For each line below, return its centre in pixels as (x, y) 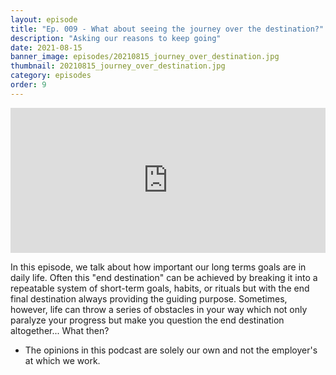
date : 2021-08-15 (46, 47)
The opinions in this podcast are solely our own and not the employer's (171, 350)
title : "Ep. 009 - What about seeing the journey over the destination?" (167, 29)
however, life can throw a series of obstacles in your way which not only (159, 309)
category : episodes (51, 76)
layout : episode (44, 19)
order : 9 (28, 85)
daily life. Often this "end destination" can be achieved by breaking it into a (164, 277)
